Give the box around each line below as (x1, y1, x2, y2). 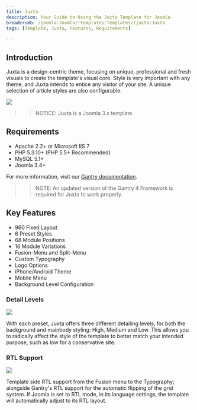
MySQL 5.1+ (14, 155, 44, 162)
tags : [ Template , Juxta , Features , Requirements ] (6, 25, 131, 31)
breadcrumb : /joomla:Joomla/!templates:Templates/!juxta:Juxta (6, 20, 166, 26)
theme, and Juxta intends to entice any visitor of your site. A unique (6, 81, 172, 88)
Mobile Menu (14, 274, 47, 281)
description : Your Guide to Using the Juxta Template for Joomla (6, 14, 170, 20)
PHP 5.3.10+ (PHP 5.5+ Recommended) (14, 149, 111, 156)
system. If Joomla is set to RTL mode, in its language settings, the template (6, 391, 189, 398)
